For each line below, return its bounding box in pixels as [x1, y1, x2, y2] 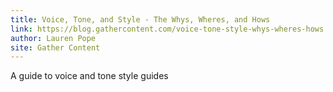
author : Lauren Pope [10, 33, 97, 43]
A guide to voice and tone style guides [10, 70, 169, 82]
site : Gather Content [10, 42, 101, 53]
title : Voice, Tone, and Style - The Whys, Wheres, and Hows [10, 14, 271, 25]
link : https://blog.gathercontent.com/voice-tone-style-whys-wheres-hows [10, 24, 325, 34]
